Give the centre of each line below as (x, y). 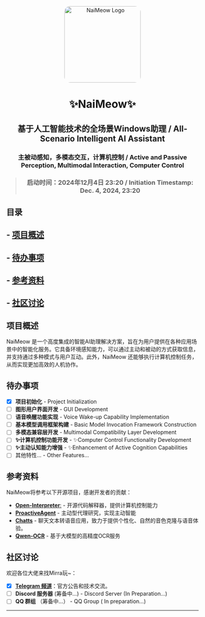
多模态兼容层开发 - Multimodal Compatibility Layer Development (96, 432)
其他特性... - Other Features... (52, 455)
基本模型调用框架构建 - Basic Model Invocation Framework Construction (106, 425)
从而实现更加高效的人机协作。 (44, 365)
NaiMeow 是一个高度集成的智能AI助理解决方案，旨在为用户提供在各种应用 (99, 342)
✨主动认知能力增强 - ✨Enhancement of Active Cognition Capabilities (101, 447)
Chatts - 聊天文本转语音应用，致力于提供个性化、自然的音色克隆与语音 (104, 521)
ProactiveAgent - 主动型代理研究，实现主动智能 (75, 513)
